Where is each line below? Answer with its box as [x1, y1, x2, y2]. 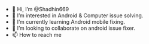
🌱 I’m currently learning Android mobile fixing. [11, 18, 126, 25]
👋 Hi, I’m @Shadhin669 [11, 6, 69, 12]
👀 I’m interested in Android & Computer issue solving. [11, 12, 144, 19]
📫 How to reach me [11, 32, 62, 38]
